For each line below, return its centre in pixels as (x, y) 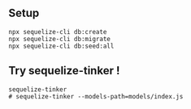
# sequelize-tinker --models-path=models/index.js (96, 96)
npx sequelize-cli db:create (58, 31)
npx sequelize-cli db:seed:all (61, 46)
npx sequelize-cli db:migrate (60, 39)
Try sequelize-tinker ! (64, 71)
